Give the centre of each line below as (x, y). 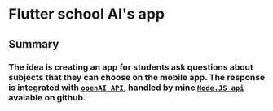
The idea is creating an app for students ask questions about (131, 67)
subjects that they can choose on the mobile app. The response (137, 77)
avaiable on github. (47, 97)
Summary (34, 44)
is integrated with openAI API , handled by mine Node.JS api (126, 88)
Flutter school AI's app (87, 14)
